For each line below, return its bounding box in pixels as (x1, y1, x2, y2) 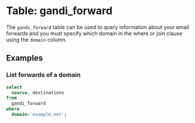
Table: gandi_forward (6, 4, 113, 18)
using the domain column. (6, 36, 67, 43)
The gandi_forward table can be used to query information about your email (6, 24, 190, 31)
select (6, 84, 22, 90)
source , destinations (11, 89, 65, 95)
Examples (6, 53, 43, 63)
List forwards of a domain (6, 71, 81, 79)
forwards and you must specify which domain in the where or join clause (6, 29, 183, 36)
